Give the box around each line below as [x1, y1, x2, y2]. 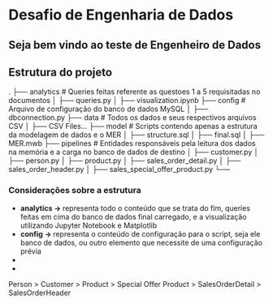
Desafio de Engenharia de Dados [8, 6, 234, 24]
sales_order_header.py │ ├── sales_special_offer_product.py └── [8, 165, 231, 174]
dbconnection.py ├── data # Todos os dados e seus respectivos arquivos [8, 113, 257, 122]
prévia [19, 246, 42, 256]
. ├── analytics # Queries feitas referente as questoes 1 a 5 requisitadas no [8, 87, 261, 96]
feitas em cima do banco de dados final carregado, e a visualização [19, 212, 247, 221]
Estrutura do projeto [8, 65, 112, 79]
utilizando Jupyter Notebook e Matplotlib [19, 221, 158, 230]
